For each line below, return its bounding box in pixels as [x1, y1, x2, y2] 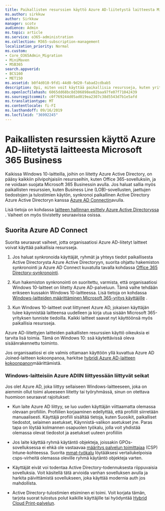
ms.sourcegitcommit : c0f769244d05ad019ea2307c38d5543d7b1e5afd [5, 94, 137, 99]
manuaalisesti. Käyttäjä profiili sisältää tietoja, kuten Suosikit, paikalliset [12, 414, 157, 420]
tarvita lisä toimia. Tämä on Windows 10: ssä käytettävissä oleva [5, 335, 135, 341]
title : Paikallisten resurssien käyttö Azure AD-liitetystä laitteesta [5, 7, 155, 12]
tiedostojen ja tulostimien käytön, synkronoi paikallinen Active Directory [5, 192, 150, 197]
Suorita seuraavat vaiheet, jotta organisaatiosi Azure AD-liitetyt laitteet [5, 239, 147, 245]
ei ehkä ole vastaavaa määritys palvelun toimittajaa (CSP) [41, 444, 158, 450]
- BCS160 [5, 71, 23, 76]
